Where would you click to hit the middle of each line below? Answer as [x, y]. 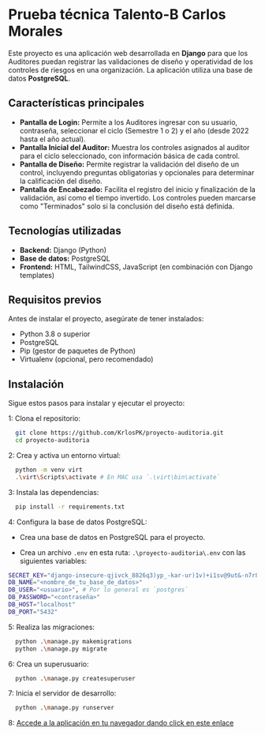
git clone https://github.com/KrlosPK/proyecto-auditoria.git [119, 433]
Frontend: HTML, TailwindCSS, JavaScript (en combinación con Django [136, 267]
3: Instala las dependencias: [54, 492]
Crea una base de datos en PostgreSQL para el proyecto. [112, 537]
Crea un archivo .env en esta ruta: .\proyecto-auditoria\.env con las [132, 552]
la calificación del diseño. [61, 181]
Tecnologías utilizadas [65, 231]
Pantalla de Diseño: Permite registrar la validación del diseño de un [129, 164]
